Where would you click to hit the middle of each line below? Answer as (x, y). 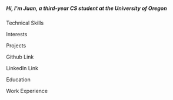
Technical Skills (25, 23)
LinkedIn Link (22, 68)
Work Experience (27, 91)
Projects (16, 45)
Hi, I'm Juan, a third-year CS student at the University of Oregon (86, 8)
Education (18, 80)
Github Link (20, 57)
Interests (17, 34)
